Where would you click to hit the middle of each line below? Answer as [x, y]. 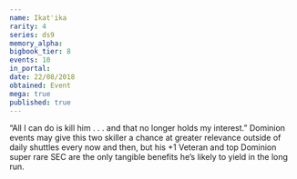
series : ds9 [32, 35]
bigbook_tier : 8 [40, 52]
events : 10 [30, 60]
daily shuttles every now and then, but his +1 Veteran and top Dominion [143, 147]
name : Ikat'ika [38, 18]
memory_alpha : [36, 43]
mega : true [30, 94]
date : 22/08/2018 [42, 77]
